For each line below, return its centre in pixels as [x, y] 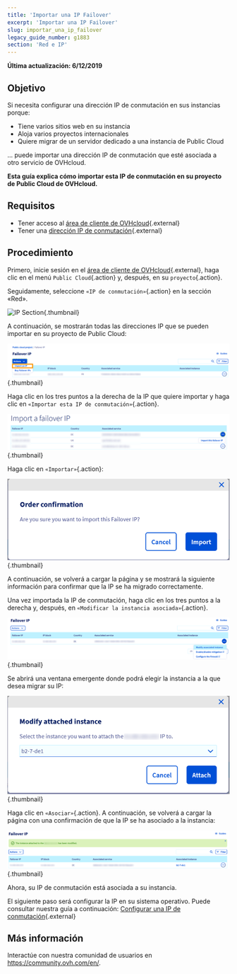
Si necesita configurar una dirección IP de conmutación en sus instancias [114, 105]
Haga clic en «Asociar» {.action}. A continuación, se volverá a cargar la [109, 813]
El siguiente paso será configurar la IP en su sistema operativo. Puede [109, 901]
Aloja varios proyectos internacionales [73, 134]
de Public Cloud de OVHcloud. [53, 183]
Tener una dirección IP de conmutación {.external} [90, 231]
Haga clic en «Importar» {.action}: [55, 469]
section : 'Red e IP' [38, 45]
